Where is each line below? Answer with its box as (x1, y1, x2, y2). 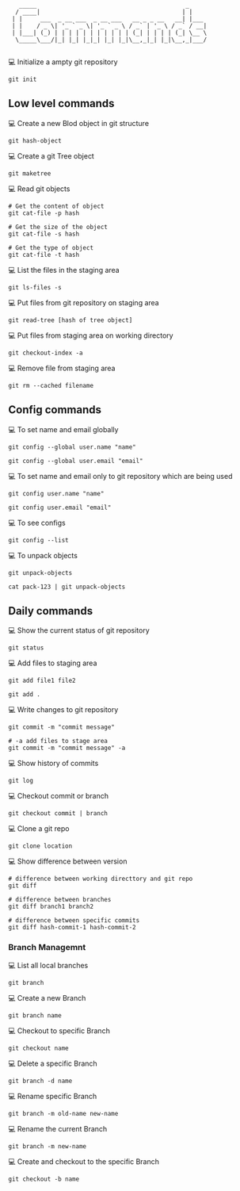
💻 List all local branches (8, 960, 89, 970)
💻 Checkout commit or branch (8, 791, 109, 801)
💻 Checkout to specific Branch (8, 1025, 111, 1036)
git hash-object (8, 136, 62, 144)
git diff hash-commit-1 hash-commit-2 (8, 924, 136, 932)
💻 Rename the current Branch (8, 1124, 108, 1133)
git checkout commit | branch (8, 810, 109, 818)
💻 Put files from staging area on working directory (8, 331, 173, 340)
